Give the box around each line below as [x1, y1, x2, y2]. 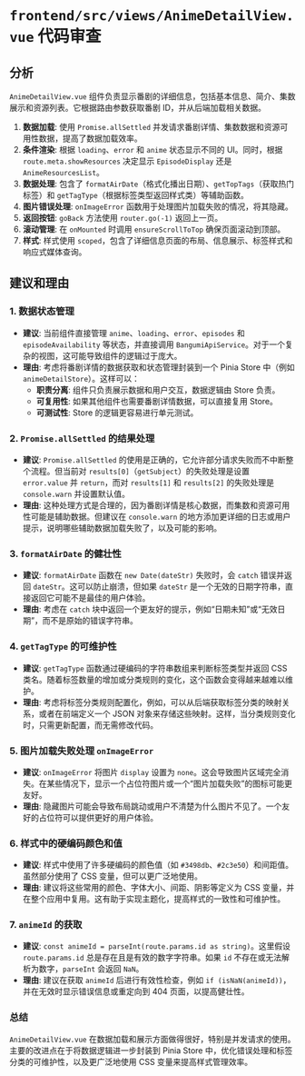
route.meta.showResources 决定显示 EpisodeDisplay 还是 [22, 155, 232, 166]
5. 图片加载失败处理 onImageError [9, 744, 154, 757]
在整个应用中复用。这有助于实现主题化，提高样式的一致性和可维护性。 [22, 893, 286, 904]
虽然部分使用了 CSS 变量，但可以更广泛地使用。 [22, 871, 202, 882]
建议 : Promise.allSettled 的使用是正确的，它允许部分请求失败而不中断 [22, 453, 286, 465]
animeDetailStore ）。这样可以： [22, 373, 141, 384]
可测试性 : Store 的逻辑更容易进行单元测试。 [35, 407, 199, 418]
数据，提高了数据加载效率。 [38, 133, 143, 144]
